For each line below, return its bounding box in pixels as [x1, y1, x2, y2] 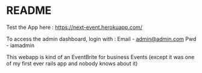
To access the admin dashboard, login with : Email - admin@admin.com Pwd [6, 35, 197, 42]
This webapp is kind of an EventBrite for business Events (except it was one [6, 53, 195, 60]
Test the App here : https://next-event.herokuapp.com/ [6, 24, 143, 31]
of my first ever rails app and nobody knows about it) [6, 60, 138, 67]
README [6, 4, 52, 17]
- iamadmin [6, 42, 35, 49]
